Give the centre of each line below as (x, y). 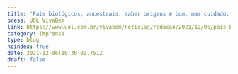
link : (15, 27)
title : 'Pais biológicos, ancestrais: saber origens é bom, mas (104, 14)
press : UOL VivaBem (36, 20)
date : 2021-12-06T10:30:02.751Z (55, 54)
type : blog (23, 40)
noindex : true (28, 47)
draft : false (27, 60)
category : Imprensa (36, 33)
